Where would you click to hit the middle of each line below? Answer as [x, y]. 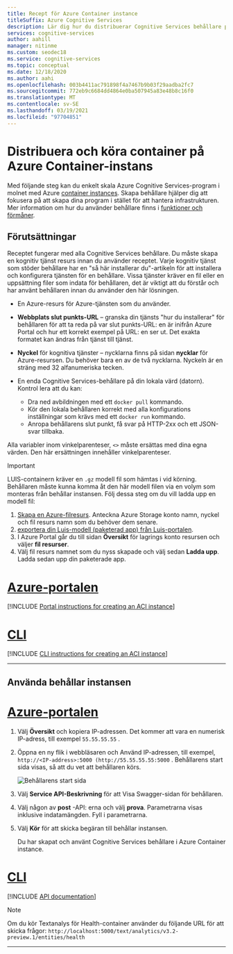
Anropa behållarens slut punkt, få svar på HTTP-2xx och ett [112, 424]
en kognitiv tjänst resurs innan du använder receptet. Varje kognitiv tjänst [112, 261]
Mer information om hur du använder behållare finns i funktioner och [105, 207]
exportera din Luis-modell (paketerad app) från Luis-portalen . [105, 529]
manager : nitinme [32, 46]
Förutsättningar [42, 237]
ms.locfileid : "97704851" [44, 117]
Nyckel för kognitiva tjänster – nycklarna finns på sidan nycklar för [112, 353]
